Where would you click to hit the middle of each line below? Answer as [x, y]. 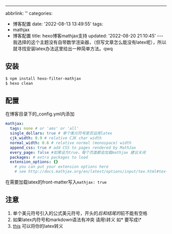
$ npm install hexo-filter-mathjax [43, 78]
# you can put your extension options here [62, 167]
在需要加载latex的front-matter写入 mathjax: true [56, 182]
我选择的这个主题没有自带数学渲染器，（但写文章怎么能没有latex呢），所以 [89, 42]
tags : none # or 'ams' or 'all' [45, 129]
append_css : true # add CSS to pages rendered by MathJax [73, 148]
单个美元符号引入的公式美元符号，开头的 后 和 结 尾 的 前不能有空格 [80, 213]
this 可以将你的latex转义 [38, 226]
